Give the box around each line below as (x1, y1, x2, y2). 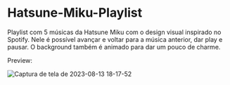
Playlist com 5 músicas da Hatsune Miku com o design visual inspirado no (7, 28, 222, 36)
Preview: (7, 56, 33, 64)
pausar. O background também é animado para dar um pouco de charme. (7, 42, 221, 51)
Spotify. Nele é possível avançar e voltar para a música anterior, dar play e (7, 35, 223, 43)
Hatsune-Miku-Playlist (7, 5, 143, 21)
